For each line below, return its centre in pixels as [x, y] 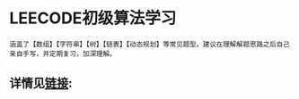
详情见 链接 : [41, 83]
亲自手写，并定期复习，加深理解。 [63, 54]
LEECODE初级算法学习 [93, 18]
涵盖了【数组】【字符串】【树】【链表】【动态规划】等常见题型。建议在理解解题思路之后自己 [149, 44]
